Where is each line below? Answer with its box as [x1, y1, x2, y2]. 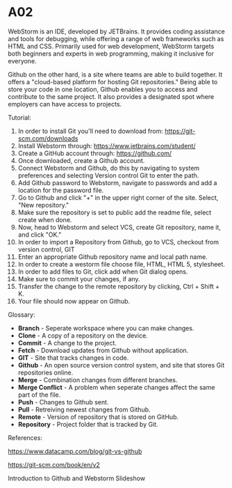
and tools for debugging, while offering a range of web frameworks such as [8, 34, 224, 42]
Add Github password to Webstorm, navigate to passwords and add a [17, 178, 217, 187]
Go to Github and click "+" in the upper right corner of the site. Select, [17, 193, 219, 202]
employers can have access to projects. [8, 100, 122, 108]
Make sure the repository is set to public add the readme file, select [17, 208, 212, 217]
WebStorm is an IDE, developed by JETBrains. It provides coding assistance [8, 27, 225, 36]
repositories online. [17, 368, 74, 377]
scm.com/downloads [17, 134, 78, 143]
